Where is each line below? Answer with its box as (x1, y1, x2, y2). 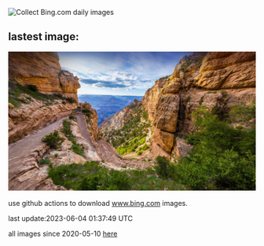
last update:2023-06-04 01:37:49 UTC (8, 214, 134, 223)
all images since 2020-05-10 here (8, 229, 118, 239)
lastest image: (8, 30, 79, 43)
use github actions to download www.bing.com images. (8, 199, 189, 208)
